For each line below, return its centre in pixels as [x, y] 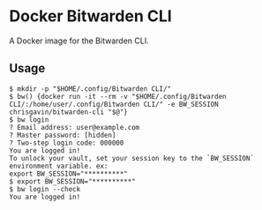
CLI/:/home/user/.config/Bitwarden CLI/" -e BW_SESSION [114, 104]
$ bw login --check [45, 189]
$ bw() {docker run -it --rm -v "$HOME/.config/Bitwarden [118, 96]
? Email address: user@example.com [75, 127]
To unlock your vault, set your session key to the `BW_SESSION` [131, 158]
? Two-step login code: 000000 [67, 143]
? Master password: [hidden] [63, 135]
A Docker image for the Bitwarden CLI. [79, 41]
